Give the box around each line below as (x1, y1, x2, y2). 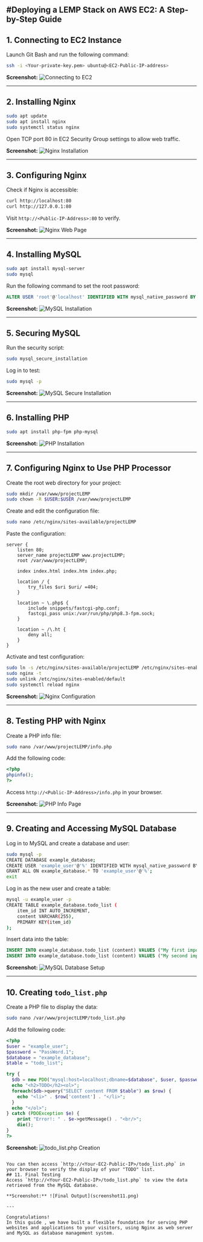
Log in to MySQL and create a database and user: (6, 839, 130, 847)
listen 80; (17, 547, 45, 553)
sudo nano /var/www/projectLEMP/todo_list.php (6, 1015, 126, 1021)
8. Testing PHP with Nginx (6, 716, 106, 726)
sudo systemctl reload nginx (6, 682, 80, 688)
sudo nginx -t (6, 671, 42, 677)
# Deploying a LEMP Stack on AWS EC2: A (6, 5, 166, 15)
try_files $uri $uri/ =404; (28, 584, 98, 590)
